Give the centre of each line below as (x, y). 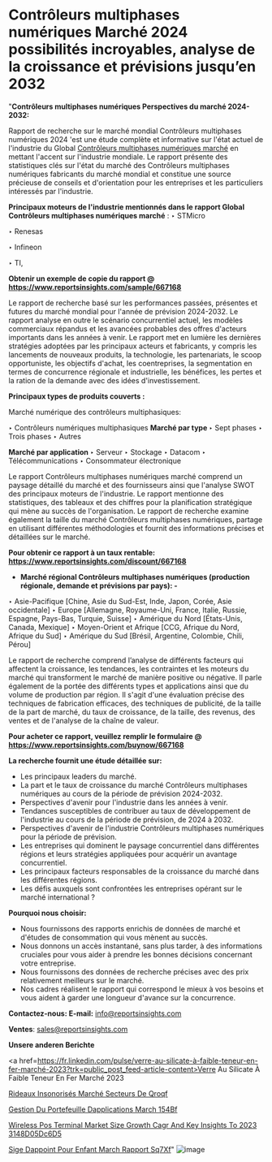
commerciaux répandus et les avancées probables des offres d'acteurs (128, 328)
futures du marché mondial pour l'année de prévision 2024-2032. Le (123, 311)
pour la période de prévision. (68, 836)
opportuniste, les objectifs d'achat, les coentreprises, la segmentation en (131, 363)
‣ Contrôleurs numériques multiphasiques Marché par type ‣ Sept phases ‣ (136, 427)
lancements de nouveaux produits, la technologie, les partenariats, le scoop (135, 354)
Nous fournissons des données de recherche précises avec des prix (134, 971)
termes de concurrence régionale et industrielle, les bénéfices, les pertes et (135, 372)
